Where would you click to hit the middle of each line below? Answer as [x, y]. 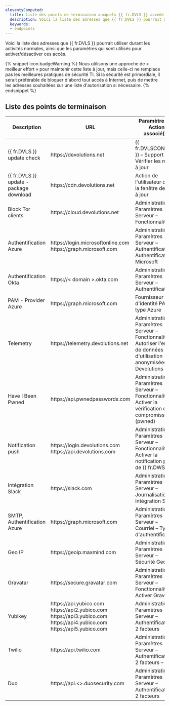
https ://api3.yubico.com [79, 616]
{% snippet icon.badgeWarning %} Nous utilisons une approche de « [77, 64]
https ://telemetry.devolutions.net [89, 343]
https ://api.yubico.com [77, 603]
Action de [146, 175]
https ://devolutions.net [77, 154]
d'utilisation [149, 356]
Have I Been [22, 396]
